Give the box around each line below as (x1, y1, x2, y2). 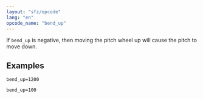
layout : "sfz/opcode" (6, 8, 61, 15)
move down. (6, 43, 38, 50)
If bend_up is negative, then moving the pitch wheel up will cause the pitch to (6, 37, 198, 44)
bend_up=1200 (6, 77, 40, 83)
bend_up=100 (6, 87, 36, 94)
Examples (6, 60, 44, 71)
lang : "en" (6, 14, 34, 21)
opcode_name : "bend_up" (6, 20, 67, 26)
